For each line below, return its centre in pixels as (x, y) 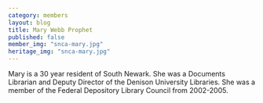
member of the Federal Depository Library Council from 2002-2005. (119, 90)
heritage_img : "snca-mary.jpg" (59, 51)
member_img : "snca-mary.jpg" (56, 44)
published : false (37, 37)
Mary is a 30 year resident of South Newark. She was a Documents (117, 74)
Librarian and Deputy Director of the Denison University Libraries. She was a (132, 82)
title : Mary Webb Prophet (50, 30)
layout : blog (29, 23)
